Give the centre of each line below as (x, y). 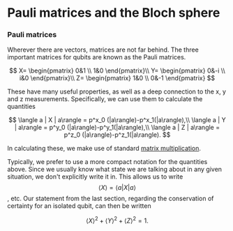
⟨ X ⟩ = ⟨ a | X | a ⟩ (117, 188)
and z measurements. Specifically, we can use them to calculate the (105, 99)
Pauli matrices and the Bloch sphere (114, 13)
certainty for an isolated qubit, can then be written (79, 206)
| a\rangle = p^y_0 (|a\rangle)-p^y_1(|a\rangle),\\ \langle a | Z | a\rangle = (117, 128)
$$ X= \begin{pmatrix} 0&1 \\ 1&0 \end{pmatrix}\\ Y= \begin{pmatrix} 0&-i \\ (117, 70)
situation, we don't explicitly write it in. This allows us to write (95, 177)
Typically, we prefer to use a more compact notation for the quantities (107, 162)
